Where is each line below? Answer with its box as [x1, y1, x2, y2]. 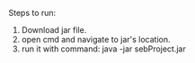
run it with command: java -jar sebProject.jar [21, 43, 186, 54]
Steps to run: [8, 8, 57, 18]
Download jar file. [21, 25, 87, 35]
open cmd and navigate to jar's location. [21, 35, 171, 44]
